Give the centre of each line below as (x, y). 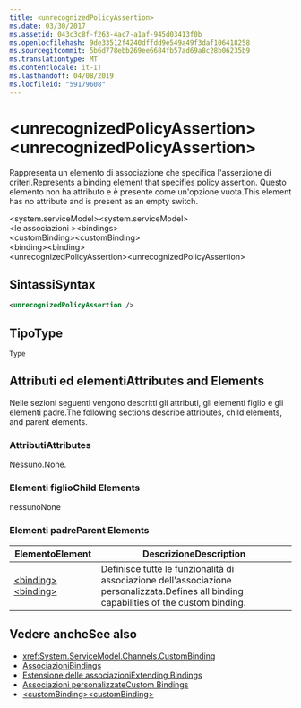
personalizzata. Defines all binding (172, 591)
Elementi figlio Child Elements (75, 488)
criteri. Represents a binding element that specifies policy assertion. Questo (148, 182)
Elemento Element (53, 554)
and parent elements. (48, 421)
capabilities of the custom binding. (173, 602)
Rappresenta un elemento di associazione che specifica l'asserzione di (140, 172)
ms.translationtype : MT (54, 59)
